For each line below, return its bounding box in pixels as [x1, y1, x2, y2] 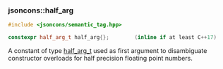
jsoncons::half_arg [8, 6, 74, 15]
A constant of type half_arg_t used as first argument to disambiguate [8, 47, 207, 55]
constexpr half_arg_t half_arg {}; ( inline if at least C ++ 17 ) [8, 34, 217, 41]
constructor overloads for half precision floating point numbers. [8, 54, 193, 63]
